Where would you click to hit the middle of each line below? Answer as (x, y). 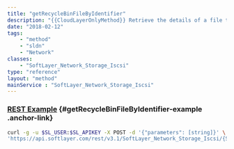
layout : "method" (32, 78)
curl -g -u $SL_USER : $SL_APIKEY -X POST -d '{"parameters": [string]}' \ (117, 132)
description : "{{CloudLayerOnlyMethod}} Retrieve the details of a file (115, 20)
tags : (15, 33)
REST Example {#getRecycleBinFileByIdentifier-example (105, 109)
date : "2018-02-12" (36, 26)
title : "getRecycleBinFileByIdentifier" (67, 14)
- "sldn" (32, 46)
